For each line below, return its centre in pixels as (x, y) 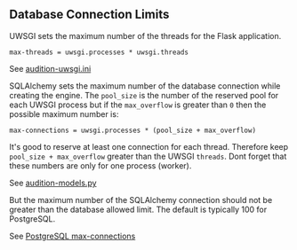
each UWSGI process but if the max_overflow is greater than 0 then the (138, 105)
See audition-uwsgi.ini (50, 68)
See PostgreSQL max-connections (72, 236)
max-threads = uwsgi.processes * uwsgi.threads (99, 52)
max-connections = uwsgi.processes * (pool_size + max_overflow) (132, 130)
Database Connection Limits (89, 15)
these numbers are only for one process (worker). (100, 165)
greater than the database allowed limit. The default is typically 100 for (138, 209)
